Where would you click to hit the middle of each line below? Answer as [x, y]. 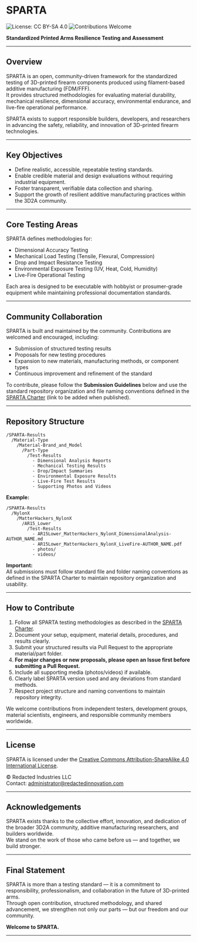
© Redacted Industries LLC [39, 777]
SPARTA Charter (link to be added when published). [68, 397]
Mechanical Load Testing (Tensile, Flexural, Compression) [85, 256]
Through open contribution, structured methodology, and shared [84, 903]
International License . [32, 766]
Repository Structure [45, 421]
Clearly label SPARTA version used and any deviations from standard [98, 678]
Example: [18, 497]
